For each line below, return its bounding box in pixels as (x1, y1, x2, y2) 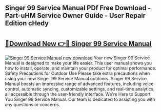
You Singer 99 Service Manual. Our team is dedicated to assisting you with (5, 96, 155, 102)
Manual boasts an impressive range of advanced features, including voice (5, 81, 154, 87)
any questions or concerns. (5, 102, 60, 107)
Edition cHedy (5, 19, 49, 27)
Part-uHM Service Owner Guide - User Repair (5, 12, 146, 20)
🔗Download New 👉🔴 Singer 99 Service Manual (5, 39, 152, 48)
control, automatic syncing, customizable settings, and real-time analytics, (5, 86, 155, 92)
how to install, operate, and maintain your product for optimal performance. (5, 66, 157, 71)
